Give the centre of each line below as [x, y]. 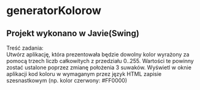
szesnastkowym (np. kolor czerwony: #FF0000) [67, 81]
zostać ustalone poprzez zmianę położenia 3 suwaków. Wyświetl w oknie [99, 67]
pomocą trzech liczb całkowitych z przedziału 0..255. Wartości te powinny [100, 61]
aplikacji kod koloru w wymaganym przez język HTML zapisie [84, 74]
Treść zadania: [25, 48]
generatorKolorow [54, 11]
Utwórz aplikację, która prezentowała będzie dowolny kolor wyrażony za [98, 54]
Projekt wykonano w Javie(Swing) [73, 33]
